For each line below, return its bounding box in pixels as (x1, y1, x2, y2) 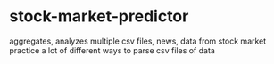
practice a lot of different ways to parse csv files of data (9, 44, 216, 55)
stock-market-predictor (9, 6, 189, 27)
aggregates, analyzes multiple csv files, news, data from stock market (9, 36, 267, 46)
